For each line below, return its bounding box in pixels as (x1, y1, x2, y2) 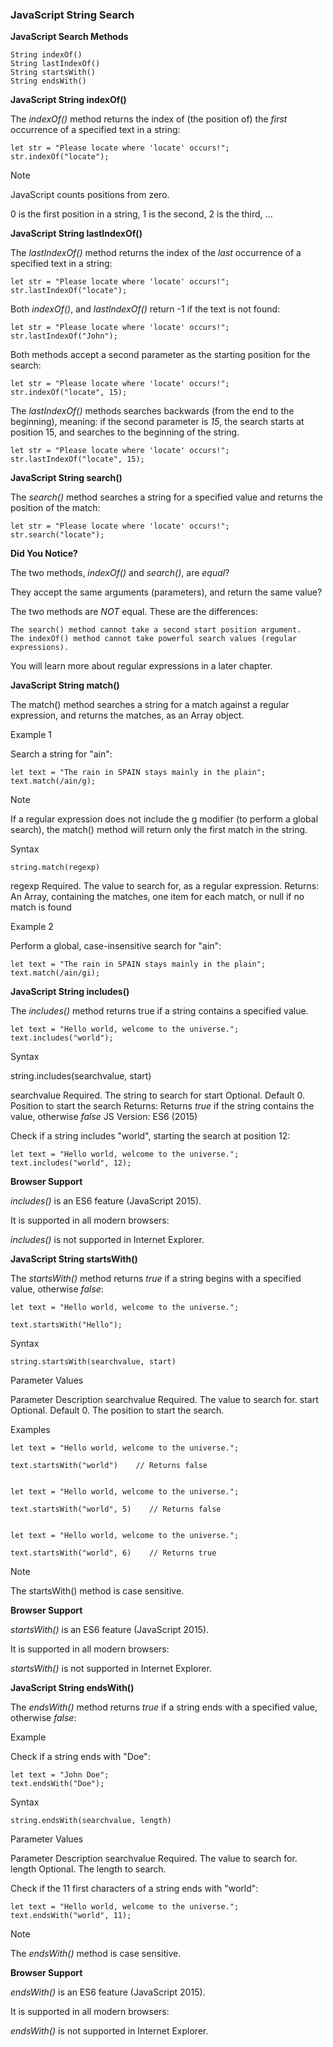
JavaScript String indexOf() (10, 94, 127, 106)
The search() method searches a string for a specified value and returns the (10, 491, 324, 503)
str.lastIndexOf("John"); (10, 331, 118, 342)
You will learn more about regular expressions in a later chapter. (10, 660, 273, 672)
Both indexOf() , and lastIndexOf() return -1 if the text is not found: (10, 303, 281, 315)
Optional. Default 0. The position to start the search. (10, 1404, 225, 1417)
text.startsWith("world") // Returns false (10, 1461, 208, 1471)
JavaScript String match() (10, 679, 120, 692)
